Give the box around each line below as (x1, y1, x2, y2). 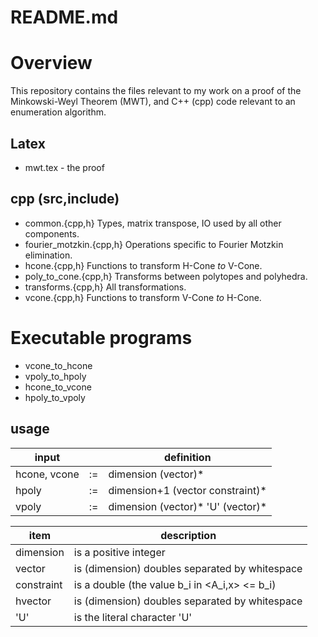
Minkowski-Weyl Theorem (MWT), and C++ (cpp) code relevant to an (10, 96, 296, 108)
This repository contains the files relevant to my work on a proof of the (10, 85, 302, 97)
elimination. (24, 249, 73, 261)
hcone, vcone (15, 467, 80, 481)
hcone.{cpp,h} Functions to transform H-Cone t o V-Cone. (24, 259, 263, 271)
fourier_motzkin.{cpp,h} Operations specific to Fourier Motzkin (24, 238, 284, 250)
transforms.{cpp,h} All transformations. (24, 281, 187, 293)
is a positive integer (73, 545, 166, 559)
